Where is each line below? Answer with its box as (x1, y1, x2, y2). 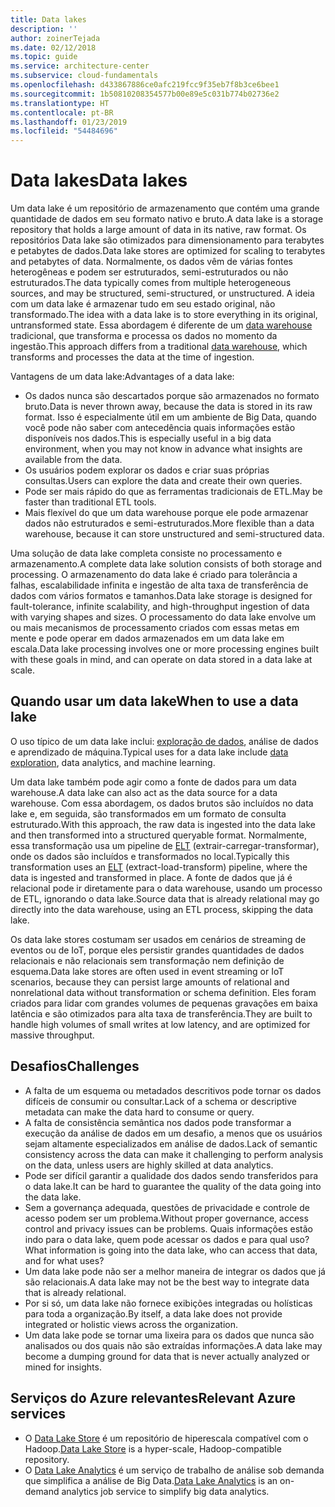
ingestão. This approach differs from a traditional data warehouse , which (10, 341, 308, 353)
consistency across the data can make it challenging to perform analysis (24, 1148, 324, 1160)
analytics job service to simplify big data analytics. (61, 1485, 270, 1497)
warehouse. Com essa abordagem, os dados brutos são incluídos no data (10, 797, 314, 809)
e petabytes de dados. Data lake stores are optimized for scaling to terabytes (10, 245, 326, 257)
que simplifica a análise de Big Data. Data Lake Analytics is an (24, 1474, 278, 1486)
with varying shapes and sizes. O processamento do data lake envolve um (10, 611, 317, 623)
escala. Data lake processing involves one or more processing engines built (10, 643, 319, 655)
